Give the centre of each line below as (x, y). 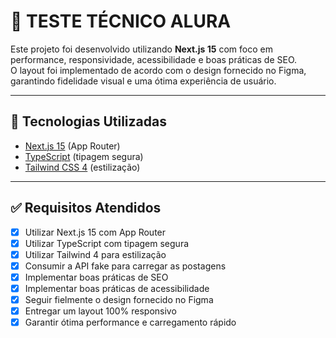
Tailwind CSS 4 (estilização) (82, 167)
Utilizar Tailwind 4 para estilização (95, 254)
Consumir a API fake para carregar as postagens (125, 266)
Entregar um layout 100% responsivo (100, 311)
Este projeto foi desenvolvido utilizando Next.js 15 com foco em (141, 49)
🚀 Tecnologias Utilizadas (88, 121)
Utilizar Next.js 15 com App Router (95, 232)
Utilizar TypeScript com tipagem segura (107, 243)
